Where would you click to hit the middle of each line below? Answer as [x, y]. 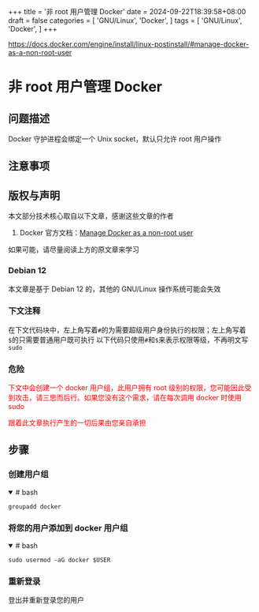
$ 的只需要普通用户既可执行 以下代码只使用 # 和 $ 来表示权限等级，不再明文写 [128, 340]
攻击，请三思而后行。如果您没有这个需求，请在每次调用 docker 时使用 [128, 398]
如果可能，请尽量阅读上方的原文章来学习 [74, 250]
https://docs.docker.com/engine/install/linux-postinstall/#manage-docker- [129, 44]
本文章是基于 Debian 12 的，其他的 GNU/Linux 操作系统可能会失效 [115, 289]
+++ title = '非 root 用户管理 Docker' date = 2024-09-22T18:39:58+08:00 [127, 11]
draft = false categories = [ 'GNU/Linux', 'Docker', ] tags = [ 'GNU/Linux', [125, 21]
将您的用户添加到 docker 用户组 [68, 528]
